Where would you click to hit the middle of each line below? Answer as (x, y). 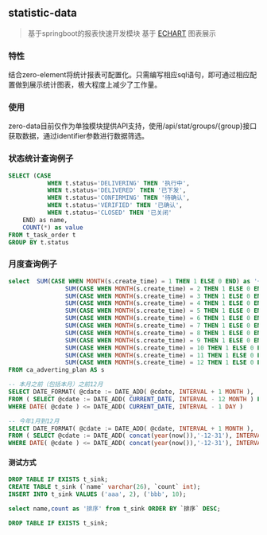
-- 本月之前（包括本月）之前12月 (56, 385)
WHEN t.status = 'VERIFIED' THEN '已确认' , (115, 205)
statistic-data (43, 13)
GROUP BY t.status (39, 242)
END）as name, (45, 220)
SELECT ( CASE (30, 176)
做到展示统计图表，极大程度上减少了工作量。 (88, 85)
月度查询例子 (33, 264)
